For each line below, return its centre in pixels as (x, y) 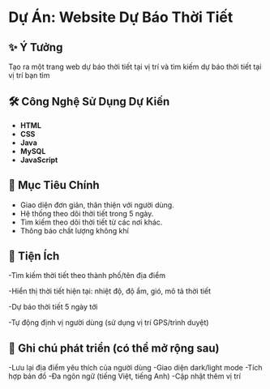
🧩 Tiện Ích (34, 256)
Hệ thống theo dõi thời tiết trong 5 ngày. (87, 213)
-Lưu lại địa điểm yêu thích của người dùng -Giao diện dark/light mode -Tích (135, 368)
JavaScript (39, 160)
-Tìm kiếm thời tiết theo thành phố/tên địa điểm (87, 276)
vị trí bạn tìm (29, 75)
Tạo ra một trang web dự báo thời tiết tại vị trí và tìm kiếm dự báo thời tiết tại (135, 66)
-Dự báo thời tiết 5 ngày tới (53, 307)
